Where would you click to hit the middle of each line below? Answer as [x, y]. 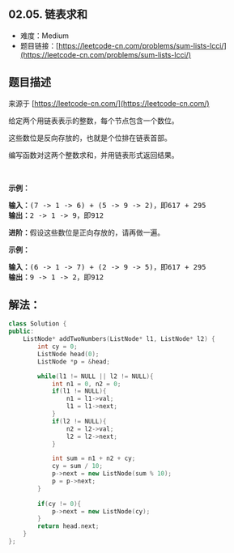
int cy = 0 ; [58, 347]
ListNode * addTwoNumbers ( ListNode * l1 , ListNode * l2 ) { [119, 339]
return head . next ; [68, 526]
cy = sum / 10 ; [77, 466]
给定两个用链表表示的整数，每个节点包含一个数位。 [94, 121]
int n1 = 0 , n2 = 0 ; [86, 384]
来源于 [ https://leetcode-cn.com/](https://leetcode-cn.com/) [109, 103]
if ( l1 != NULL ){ [79, 391]
